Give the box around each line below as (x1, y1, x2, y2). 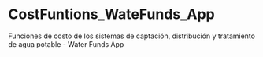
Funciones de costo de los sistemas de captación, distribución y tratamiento (8, 31, 256, 41)
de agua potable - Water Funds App (8, 39, 124, 48)
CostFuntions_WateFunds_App (8, 5, 215, 23)
